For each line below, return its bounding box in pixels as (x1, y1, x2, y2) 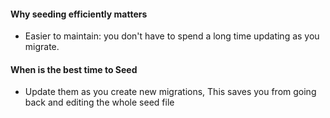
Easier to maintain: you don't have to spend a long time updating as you (24, 30, 320, 42)
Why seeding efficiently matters (10, 8, 148, 20)
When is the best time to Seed (10, 63, 138, 75)
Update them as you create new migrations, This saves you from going (24, 86, 317, 98)
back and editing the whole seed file (24, 96, 175, 109)
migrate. (24, 41, 60, 53)
